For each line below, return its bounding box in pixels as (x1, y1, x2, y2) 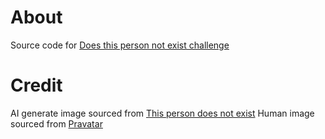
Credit (10, 74, 63, 97)
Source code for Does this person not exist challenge (10, 39, 230, 51)
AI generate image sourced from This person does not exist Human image (10, 107, 315, 119)
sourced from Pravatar (10, 117, 103, 130)
